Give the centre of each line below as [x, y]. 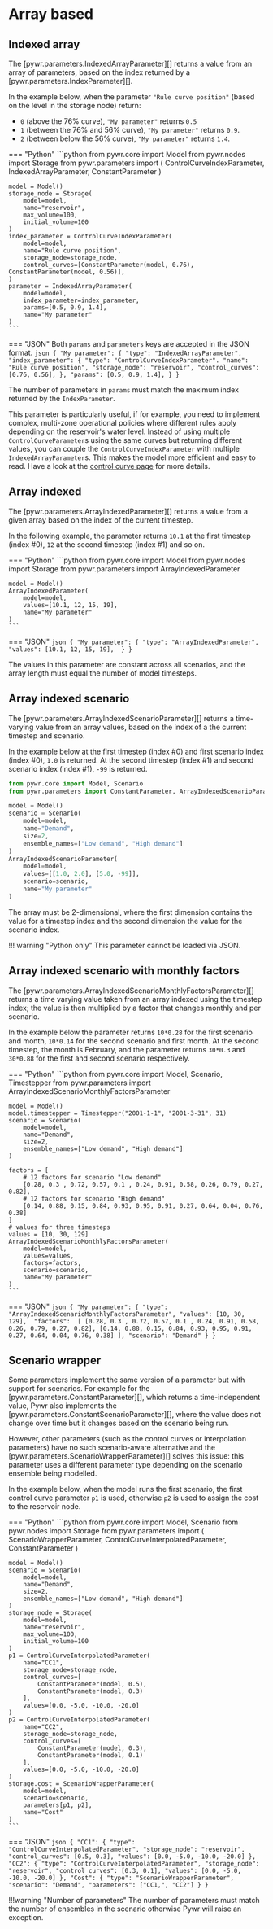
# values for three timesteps [60, 1227]
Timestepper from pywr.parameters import [80, 1083]
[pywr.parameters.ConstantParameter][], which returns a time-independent [134, 1398]
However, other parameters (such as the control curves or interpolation [127, 1439]
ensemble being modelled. [53, 1473]
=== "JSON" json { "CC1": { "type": [72, 1842]
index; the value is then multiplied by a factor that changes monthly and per [135, 1008]
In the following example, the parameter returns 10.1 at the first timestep [130, 536]
